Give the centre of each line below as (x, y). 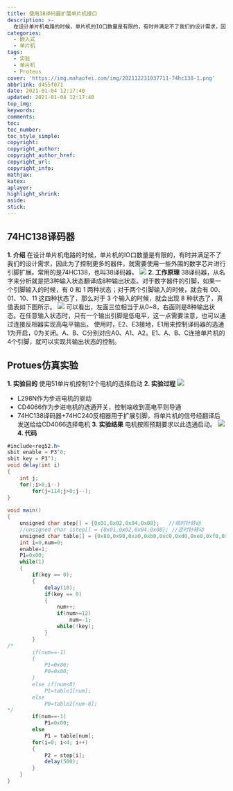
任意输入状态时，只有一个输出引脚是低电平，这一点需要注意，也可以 (122, 315)
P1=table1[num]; (68, 690)
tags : (15, 53)
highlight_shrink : (34, 194)
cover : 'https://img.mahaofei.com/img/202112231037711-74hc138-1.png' (111, 78)
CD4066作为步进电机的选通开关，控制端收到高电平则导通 (99, 407)
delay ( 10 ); (60, 588)
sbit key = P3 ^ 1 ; (32, 459)
